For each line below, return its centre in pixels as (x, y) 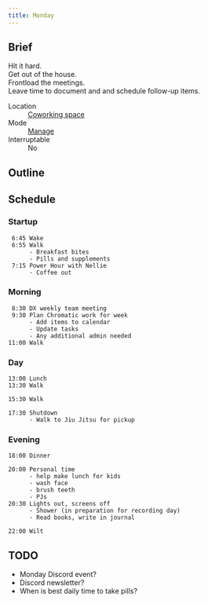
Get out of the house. (42, 75)
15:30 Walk (26, 400)
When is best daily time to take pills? (78, 591)
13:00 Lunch (27, 379)
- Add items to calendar (69, 322)
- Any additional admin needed (80, 336)
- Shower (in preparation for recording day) (104, 511)
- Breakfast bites (59, 252)
